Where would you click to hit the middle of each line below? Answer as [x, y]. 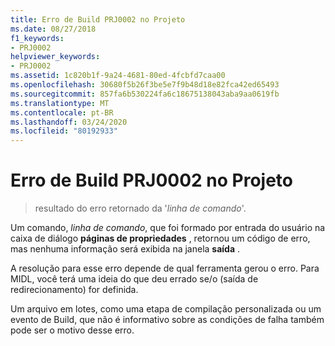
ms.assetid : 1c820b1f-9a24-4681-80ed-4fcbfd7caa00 [118, 76]
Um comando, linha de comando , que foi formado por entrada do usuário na [168, 228]
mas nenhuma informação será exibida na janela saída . [125, 249]
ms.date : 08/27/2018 [53, 29]
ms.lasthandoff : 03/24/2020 [69, 122]
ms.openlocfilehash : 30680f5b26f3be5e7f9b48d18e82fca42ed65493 [145, 85]
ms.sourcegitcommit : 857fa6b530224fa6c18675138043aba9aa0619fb [145, 94]
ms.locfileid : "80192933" [64, 131]
